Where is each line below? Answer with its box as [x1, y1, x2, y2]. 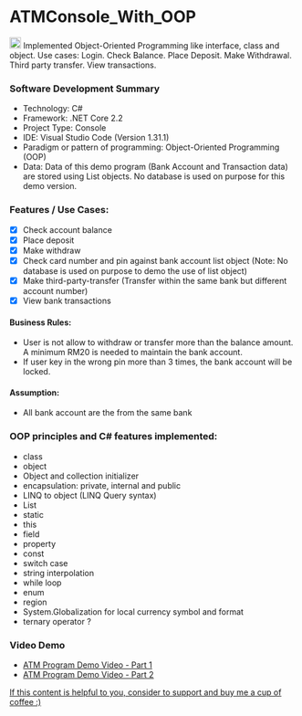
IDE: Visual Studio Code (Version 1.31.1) [22, 132, 170, 143]
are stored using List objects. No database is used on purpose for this [22, 171, 286, 182]
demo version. [22, 181, 78, 192]
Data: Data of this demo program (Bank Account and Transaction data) [22, 162, 289, 173]
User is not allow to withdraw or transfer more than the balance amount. [22, 337, 294, 348]
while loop [22, 577, 62, 588]
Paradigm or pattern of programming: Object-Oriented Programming [22, 142, 280, 153]
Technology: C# [22, 103, 84, 114]
